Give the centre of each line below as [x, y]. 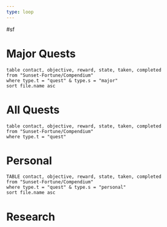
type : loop [20, 12]
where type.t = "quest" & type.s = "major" [62, 80]
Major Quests [41, 54]
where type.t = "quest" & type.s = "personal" [66, 188]
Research [31, 217]
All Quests [33, 110]
